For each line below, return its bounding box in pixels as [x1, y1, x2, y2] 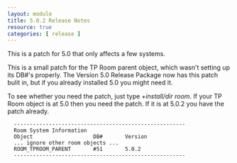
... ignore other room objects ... [13, 140, 119, 147]
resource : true [7, 23, 53, 30]
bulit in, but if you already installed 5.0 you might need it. [7, 79, 173, 87]
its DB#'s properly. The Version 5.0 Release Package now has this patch [7, 71, 219, 79]
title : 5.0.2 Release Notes [7, 17, 91, 24]
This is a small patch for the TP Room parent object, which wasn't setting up [7, 63, 231, 72]
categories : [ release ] [7, 30, 81, 38]
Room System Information [13, 127, 87, 135]
